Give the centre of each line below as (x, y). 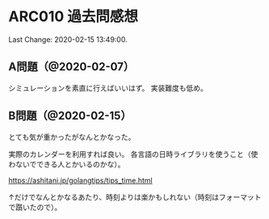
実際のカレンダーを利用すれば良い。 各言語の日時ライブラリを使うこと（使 (133, 154)
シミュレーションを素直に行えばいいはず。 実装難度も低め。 (108, 88)
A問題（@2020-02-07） (71, 67)
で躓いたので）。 (35, 207)
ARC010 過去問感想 (74, 17)
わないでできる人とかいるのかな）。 (67, 164)
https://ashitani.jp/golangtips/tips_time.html (80, 180)
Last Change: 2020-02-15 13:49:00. (68, 39)
